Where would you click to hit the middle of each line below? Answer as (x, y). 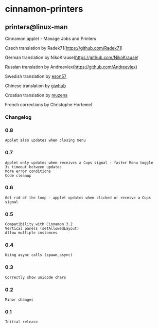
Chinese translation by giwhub (35, 86)
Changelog (18, 117)
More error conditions (28, 171)
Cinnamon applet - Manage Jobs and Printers (51, 38)
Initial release (21, 322)
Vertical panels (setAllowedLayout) (42, 229)
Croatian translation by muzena (36, 95)
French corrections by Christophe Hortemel (49, 105)
